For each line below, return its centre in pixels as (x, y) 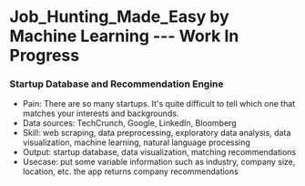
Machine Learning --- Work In (124, 36)
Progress (45, 56)
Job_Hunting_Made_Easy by (119, 17)
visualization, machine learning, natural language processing (136, 142)
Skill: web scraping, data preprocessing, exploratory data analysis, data (157, 133)
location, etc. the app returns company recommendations (130, 171)
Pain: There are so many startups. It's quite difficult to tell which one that (159, 104)
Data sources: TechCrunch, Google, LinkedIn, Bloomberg (129, 123)
